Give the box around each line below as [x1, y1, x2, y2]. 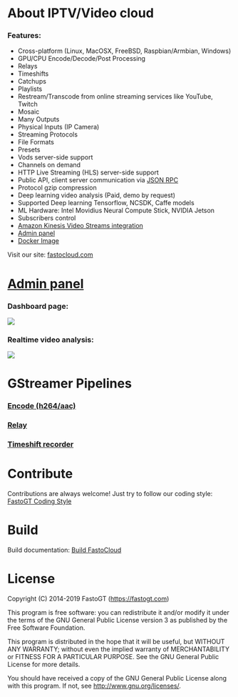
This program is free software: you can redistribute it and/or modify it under [7, 608, 229, 617]
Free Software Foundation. [7, 623, 86, 632]
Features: [7, 31, 41, 41]
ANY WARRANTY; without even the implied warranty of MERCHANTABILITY [7, 645, 230, 653]
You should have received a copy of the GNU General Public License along [7, 674, 227, 683]
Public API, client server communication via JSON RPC [17, 176, 179, 184]
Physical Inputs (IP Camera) [17, 123, 100, 132]
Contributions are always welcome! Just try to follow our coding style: [7, 490, 213, 498]
